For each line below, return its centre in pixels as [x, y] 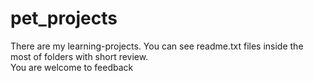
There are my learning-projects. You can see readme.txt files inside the [157, 46]
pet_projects [64, 18]
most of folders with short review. [79, 56]
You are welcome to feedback [72, 67]
